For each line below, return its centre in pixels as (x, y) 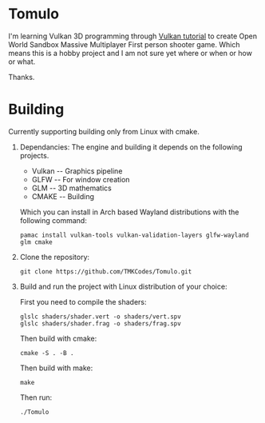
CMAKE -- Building (63, 196)
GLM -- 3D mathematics (71, 188)
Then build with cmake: (58, 338)
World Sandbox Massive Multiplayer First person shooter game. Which (124, 44)
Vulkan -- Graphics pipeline (77, 171)
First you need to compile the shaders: (83, 301)
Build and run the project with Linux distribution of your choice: (123, 286)
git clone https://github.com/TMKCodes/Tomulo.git (106, 271)
